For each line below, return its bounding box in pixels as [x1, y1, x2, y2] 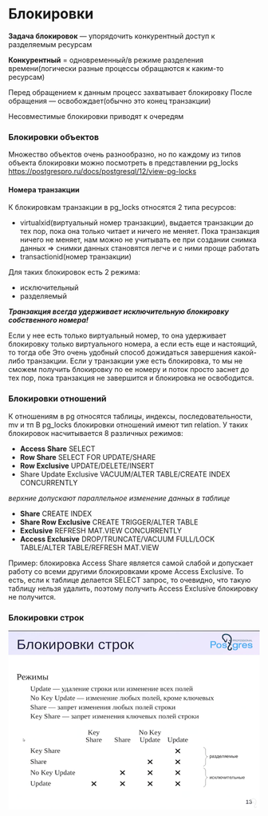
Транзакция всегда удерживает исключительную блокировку [8, 307, 230, 316]
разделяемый [19, 291, 68, 301]
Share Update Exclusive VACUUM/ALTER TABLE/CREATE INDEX [19, 469, 231, 479]
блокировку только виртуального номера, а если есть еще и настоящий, [8, 339, 258, 349]
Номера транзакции [8, 184, 80, 194]
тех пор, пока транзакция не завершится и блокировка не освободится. [8, 373, 254, 383]
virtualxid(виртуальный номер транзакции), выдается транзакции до [19, 218, 254, 228]
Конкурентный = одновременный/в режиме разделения [8, 55, 204, 65]
